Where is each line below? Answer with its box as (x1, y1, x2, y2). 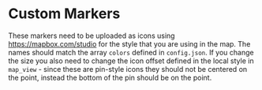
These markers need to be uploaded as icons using (8, 31, 175, 40)
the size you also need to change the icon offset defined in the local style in (8, 56, 254, 66)
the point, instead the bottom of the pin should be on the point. (8, 73, 212, 82)
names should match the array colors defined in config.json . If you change (8, 47, 254, 57)
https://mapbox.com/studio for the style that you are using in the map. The (8, 39, 251, 48)
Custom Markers (8, 5, 121, 23)
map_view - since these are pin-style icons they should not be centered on (8, 64, 248, 73)
